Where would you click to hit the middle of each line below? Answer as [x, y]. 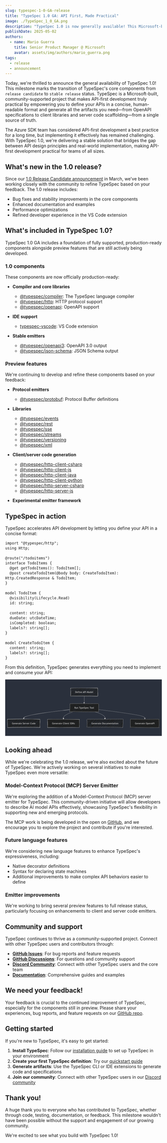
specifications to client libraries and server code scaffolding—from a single [82, 115]
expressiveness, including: [32, 856]
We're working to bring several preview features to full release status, [76, 906]
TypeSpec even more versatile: [37, 772]
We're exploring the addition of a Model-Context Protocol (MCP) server [78, 796]
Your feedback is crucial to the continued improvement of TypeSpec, [76, 1002]
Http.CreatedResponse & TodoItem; [41, 578]
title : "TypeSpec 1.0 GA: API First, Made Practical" [62, 16]
